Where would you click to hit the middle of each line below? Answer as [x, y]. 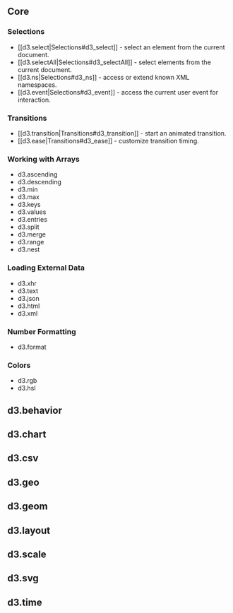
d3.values [32, 212]
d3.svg [23, 578]
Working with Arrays [43, 159]
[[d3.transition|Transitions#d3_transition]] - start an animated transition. [122, 133]
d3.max [29, 197]
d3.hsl [26, 388]
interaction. [34, 100]
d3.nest [29, 249]
